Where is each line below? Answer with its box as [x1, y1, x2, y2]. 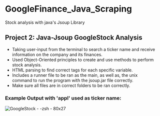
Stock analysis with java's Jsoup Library [5, 19, 85, 25]
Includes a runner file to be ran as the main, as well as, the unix [12, 72, 138, 78]
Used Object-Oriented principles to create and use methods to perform [12, 57, 154, 63]
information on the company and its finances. [12, 51, 102, 57]
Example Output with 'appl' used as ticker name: [5, 95, 122, 101]
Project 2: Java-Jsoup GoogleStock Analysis [5, 33, 143, 42]
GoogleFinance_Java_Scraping [5, 3, 132, 15]
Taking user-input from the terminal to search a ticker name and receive [12, 46, 156, 52]
